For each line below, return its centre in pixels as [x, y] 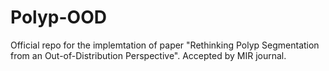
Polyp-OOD [58, 17]
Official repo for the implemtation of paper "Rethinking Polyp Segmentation [165, 45]
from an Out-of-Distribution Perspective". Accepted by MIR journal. [148, 55]
